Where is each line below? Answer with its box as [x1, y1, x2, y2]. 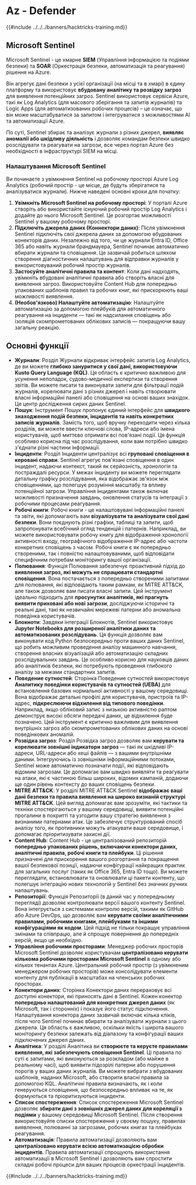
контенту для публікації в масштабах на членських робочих [14, 974, 165, 981]
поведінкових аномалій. [14, 731, 75, 738]
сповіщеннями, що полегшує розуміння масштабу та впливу [14, 481, 167, 488]
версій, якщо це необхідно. [14, 936, 83, 943]
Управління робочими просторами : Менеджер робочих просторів [14, 943, 184, 950]
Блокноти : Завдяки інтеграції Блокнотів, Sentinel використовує [14, 618, 174, 626]
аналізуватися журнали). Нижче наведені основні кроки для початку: [6, 188, 181, 195]
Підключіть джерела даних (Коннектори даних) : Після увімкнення [14, 224, 185, 231]
